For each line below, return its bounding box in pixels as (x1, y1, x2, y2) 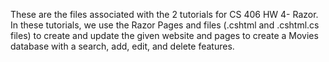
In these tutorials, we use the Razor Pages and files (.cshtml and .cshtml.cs (10, 19, 320, 31)
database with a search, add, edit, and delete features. (10, 40, 235, 52)
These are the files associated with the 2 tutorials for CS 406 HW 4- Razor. (10, 9, 319, 20)
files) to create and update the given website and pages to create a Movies (10, 30, 319, 41)
